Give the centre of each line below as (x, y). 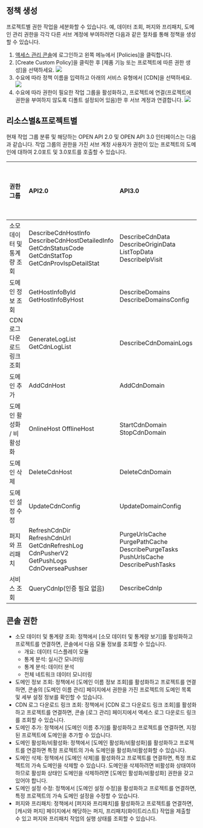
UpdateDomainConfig (150, 506)
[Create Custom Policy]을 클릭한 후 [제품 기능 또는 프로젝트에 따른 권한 (99, 62)
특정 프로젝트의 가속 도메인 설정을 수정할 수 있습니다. (77, 796)
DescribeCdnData (145, 237)
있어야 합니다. (31, 781)
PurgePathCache (143, 541)
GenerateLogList (52, 339)
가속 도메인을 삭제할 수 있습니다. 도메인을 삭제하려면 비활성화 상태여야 (114, 765)
